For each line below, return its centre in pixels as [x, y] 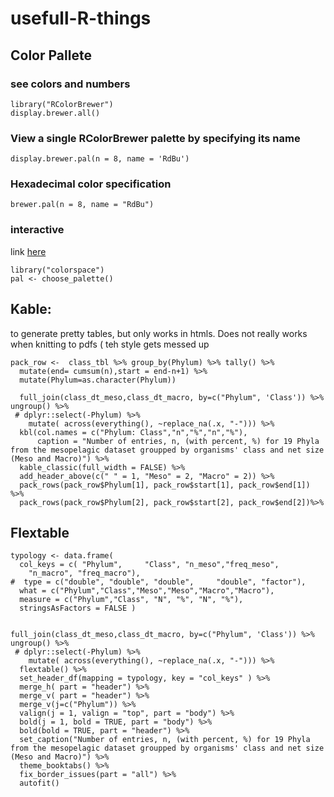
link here [28, 251]
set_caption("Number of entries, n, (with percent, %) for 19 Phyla [165, 740]
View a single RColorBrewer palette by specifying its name [155, 138]
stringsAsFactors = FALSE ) [78, 608]
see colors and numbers [70, 84]
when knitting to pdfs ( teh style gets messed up [110, 344]
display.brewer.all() [55, 113]
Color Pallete [51, 55]
